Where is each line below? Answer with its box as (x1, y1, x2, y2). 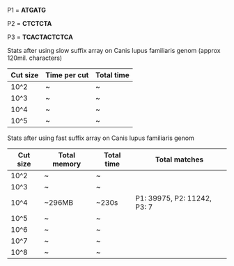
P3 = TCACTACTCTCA (7, 33, 73, 41)
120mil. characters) (7, 54, 63, 62)
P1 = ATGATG (7, 6, 47, 14)
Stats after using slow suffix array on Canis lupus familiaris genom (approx (7, 47, 221, 54)
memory (52, 159, 81, 169)
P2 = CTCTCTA (7, 19, 52, 27)
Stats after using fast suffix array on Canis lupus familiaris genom (7, 134, 195, 142)
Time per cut (45, 70, 89, 79)
